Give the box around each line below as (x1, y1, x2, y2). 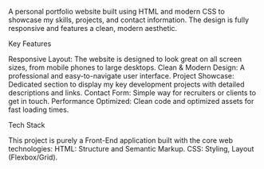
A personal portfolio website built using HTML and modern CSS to (8, 7, 225, 16)
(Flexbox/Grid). (8, 152, 58, 162)
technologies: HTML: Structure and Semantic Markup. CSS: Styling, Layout (8, 144, 254, 153)
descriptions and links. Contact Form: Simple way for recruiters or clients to (8, 88, 257, 98)
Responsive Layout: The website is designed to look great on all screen (8, 55, 242, 63)
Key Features (8, 39, 52, 48)
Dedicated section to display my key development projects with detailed (8, 79, 245, 89)
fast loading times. (8, 105, 69, 114)
